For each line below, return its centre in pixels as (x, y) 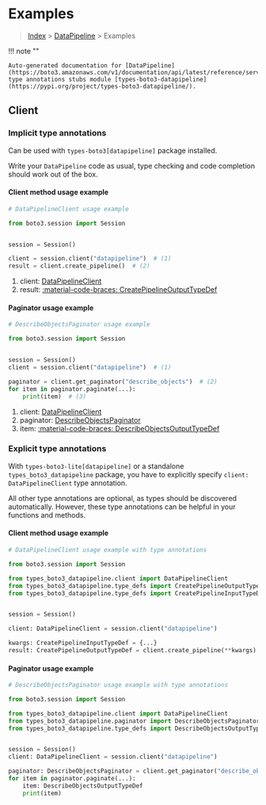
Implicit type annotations (57, 133)
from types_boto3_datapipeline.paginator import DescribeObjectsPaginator (134, 721)
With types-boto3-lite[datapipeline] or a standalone (96, 466)
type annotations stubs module (60, 79)
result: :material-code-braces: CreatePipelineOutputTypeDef (118, 290)
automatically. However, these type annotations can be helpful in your (122, 507)
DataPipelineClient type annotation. (68, 483)
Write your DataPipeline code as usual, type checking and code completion (132, 165)
